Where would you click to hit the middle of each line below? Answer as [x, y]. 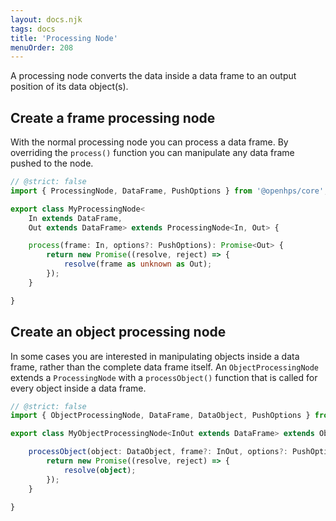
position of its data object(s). [69, 87]
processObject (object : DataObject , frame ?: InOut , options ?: [158, 452]
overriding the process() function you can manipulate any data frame [152, 153]
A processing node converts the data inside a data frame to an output [153, 76]
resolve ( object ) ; [100, 470]
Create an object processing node [118, 332]
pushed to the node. [52, 163]
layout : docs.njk [46, 19]
